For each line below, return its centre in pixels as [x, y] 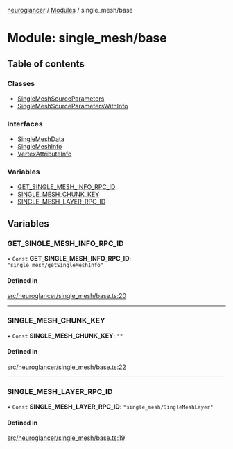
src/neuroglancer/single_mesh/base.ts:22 [67, 367]
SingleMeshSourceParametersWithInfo [72, 106]
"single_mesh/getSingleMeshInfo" [55, 266]
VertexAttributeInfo [44, 154]
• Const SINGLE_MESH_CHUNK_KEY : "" [65, 336]
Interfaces [25, 124]
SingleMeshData [41, 139]
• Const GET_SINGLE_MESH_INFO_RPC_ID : [69, 259]
